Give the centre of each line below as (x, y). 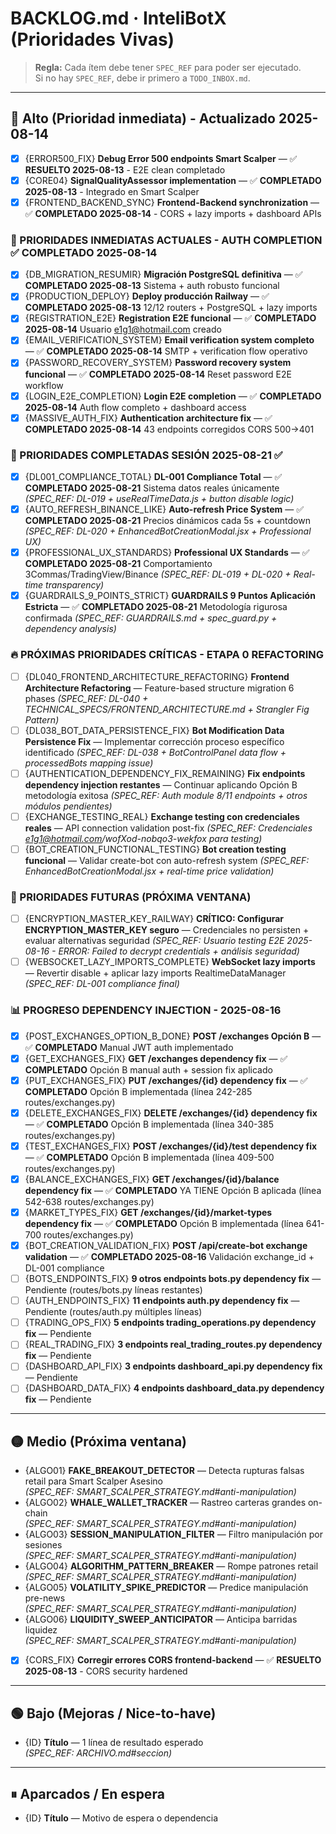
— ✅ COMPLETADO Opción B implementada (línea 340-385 (149, 1124)
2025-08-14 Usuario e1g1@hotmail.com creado (123, 329)
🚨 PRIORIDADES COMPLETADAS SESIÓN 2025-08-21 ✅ (146, 455)
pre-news (45, 1598)
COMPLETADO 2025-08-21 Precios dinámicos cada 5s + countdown (167, 521)
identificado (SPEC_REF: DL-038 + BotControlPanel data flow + (155, 752)
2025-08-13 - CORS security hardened (106, 1671)
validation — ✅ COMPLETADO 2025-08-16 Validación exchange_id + (169, 1257)
